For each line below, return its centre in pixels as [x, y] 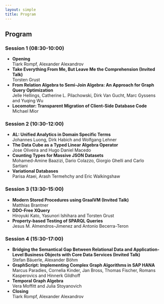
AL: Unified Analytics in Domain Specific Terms [61, 135]
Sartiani [20, 166]
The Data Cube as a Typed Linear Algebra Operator [65, 145]
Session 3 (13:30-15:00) [35, 189]
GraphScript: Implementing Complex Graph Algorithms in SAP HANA [83, 265]
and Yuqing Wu [28, 101]
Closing [20, 291]
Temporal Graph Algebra [38, 281]
